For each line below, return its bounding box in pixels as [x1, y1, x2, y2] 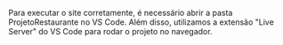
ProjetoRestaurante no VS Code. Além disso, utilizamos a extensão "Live [8, 17, 275, 27]
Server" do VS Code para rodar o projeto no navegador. [8, 26, 213, 36]
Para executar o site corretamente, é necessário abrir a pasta [8, 8, 233, 18]
